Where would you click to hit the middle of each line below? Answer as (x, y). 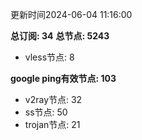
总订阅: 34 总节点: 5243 (60, 36)
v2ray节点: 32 (53, 99)
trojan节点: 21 (52, 124)
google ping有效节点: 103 (63, 78)
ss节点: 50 (46, 112)
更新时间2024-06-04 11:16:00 (71, 14)
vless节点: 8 (49, 57)
